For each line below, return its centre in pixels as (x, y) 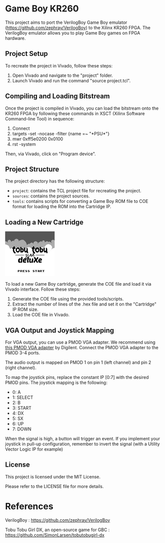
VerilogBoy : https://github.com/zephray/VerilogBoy (58, 520)
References (29, 506)
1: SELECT (23, 397)
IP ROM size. (25, 309)
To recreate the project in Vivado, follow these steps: (59, 65)
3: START (22, 408)
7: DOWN (22, 429)
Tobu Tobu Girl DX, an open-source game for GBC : (58, 530)
